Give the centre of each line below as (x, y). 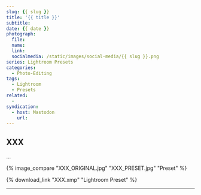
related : (17, 95)
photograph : (21, 34)
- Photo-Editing (32, 73)
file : (19, 40)
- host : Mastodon (33, 112)
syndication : (22, 106)
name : (19, 46)
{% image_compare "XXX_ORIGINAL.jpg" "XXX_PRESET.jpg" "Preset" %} (97, 168)
